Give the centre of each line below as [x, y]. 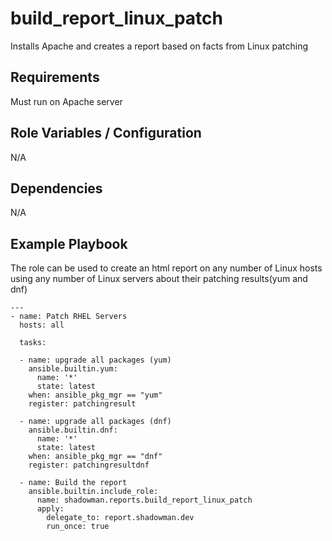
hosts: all [42, 325]
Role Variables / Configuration [106, 133]
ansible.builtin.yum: [73, 369]
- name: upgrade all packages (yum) [95, 360]
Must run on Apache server [66, 101]
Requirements [55, 77]
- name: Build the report [73, 483]
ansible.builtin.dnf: [73, 430]
